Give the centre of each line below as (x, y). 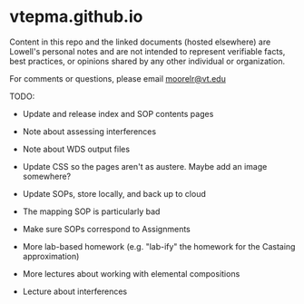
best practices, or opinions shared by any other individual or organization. (147, 61)
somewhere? (47, 176)
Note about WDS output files (76, 149)
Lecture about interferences (75, 291)
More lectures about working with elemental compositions (131, 273)
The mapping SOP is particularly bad (91, 211)
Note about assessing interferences (89, 131)
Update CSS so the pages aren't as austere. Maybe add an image (145, 166)
